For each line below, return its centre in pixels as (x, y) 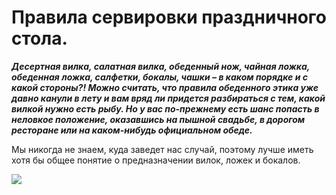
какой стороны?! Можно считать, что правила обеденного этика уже (165, 87)
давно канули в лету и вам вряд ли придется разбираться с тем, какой (168, 98)
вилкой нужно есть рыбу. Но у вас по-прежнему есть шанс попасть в (165, 108)
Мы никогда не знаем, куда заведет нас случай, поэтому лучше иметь (162, 149)
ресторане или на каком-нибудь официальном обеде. (132, 130)
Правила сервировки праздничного (169, 17)
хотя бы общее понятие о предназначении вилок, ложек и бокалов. (156, 160)
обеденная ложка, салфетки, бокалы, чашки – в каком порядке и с (159, 77)
